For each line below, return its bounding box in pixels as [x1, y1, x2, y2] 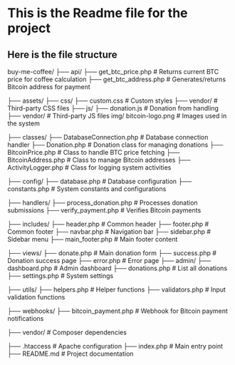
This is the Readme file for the [7, 5, 188, 21]
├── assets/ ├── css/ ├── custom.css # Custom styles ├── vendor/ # [7, 96, 219, 105]
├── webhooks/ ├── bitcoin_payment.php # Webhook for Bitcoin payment [7, 307, 228, 315]
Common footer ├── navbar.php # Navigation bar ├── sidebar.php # [7, 227, 211, 236]
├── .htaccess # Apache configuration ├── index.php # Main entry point [7, 342, 223, 350]
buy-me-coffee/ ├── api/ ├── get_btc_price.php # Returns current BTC [7, 68, 219, 76]
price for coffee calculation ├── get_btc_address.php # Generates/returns [7, 75, 226, 83]
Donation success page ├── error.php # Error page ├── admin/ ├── [7, 257, 211, 264]
